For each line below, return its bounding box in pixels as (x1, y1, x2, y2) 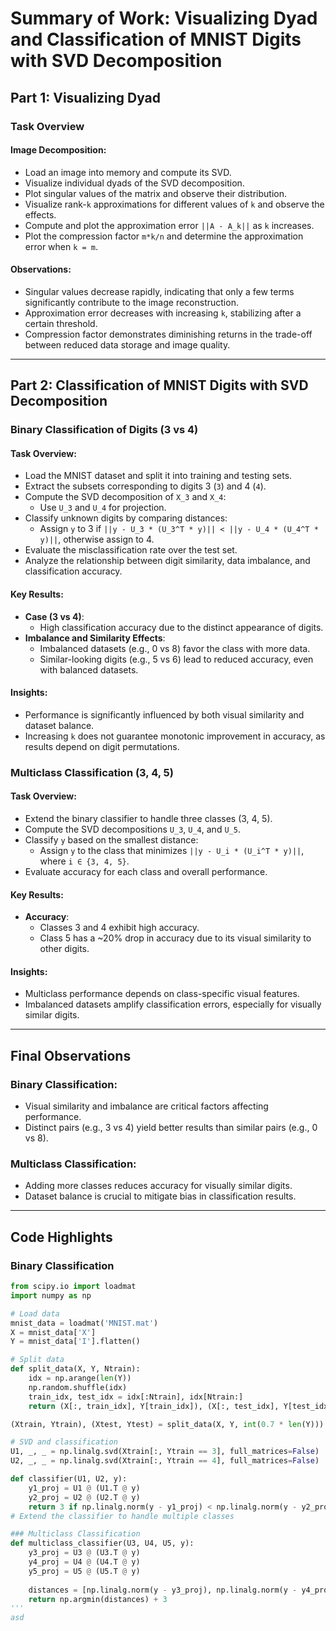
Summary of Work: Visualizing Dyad (10, 7, 318, 30)
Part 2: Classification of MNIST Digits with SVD (10, 377, 309, 394)
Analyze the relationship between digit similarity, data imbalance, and (24, 555, 311, 567)
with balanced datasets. (39, 663, 139, 676)
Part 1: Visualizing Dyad (10, 89, 162, 106)
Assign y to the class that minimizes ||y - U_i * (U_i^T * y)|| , (39, 844, 305, 856)
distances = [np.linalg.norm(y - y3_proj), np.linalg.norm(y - (28, 1585, 298, 1595)
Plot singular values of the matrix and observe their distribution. (24, 187, 288, 199)
